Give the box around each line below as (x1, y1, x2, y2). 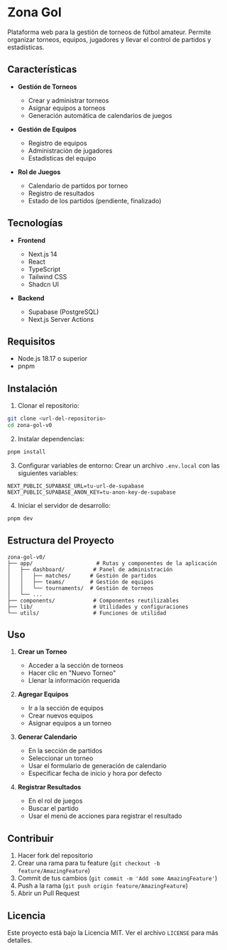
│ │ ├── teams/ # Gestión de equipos (7, 578, 154, 585)
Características (7, 63, 77, 75)
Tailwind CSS (28, 272, 67, 281)
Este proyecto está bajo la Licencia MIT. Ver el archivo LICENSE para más (7, 928, 218, 936)
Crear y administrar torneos (28, 96, 109, 104)
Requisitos (7, 335, 55, 347)
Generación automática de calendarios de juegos (28, 111, 172, 119)
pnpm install (7, 448, 46, 455)
